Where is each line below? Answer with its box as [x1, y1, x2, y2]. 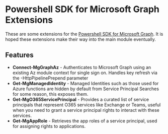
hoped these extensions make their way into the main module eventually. [5, 36, 156, 42]
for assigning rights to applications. [12, 123, 86, 129]
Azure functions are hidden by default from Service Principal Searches [12, 86, 159, 92]
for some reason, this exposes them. [12, 91, 89, 97]
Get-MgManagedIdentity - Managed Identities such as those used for [12, 80, 159, 86]
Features [5, 51, 34, 59]
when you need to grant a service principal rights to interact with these [12, 107, 159, 113]
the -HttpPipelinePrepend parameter [12, 75, 89, 81]
